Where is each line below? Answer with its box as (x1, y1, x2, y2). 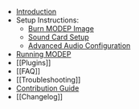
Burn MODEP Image (27, 24, 95, 33)
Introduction (15, 7, 57, 16)
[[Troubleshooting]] (15, 75, 81, 84)
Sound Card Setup (27, 32, 90, 42)
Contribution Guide (15, 83, 80, 93)
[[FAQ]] (15, 67, 41, 75)
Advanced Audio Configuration (27, 41, 131, 50)
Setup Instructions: (15, 15, 79, 25)
